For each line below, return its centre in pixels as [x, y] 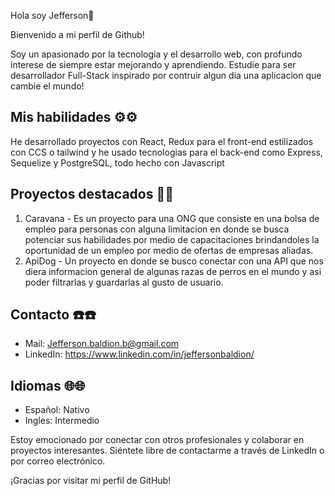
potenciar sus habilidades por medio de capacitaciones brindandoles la [172, 239]
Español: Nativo [57, 410]
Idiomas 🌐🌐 [48, 385]
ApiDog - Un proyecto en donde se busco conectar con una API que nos [174, 261]
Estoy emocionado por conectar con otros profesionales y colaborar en [157, 440]
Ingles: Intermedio [62, 421]
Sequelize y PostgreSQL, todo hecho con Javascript [117, 162]
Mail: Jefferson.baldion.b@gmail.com [102, 344]
